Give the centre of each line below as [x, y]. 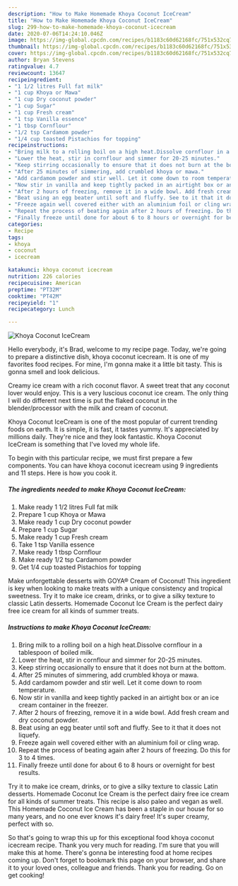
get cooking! [26, 875]
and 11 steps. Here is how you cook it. [63, 473]
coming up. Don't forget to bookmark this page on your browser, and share [117, 861]
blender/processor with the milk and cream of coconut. [88, 408]
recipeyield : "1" [34, 303]
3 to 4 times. [36, 758]
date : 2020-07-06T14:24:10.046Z [55, 34]
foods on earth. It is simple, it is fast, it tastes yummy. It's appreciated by [113, 429]
